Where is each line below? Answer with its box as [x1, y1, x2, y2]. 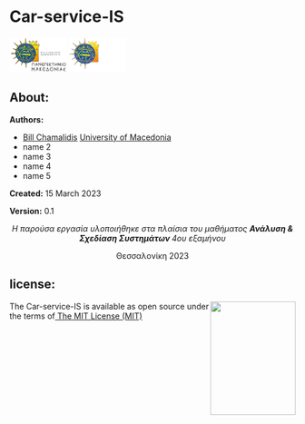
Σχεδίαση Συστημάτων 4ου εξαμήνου [78, 232, 227, 243]
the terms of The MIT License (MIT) [9, 311, 143, 321]
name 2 [22, 141, 52, 152]
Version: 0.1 [9, 205, 54, 216]
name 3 [22, 151, 52, 162]
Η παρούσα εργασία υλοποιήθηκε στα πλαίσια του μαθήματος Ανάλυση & [12, 222, 293, 233]
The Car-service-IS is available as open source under [9, 301, 210, 311]
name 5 [22, 170, 52, 181]
